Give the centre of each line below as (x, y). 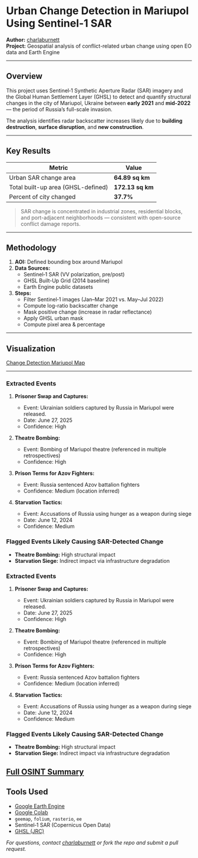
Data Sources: (32, 268)
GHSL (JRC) (29, 831)
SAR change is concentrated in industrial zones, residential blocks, (101, 211)
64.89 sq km (132, 177)
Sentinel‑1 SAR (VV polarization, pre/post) (74, 275)
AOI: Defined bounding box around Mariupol (68, 262)
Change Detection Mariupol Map (46, 363)
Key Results (29, 151)
